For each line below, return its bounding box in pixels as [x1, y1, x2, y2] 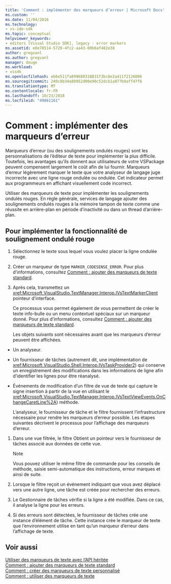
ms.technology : [5, 21, 38, 27]
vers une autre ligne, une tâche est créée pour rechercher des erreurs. [12, 487, 161, 492]
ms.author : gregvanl [5, 55, 49, 60]
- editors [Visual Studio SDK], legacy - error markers [5, 41, 126, 46]
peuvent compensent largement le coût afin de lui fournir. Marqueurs [5, 164, 150, 170]
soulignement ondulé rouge [5, 235, 95, 243]
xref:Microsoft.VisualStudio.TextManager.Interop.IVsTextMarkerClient [12, 290, 158, 296]
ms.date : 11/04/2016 [5, 17, 49, 22]
